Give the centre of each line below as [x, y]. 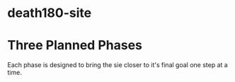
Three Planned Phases [75, 46]
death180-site [50, 13]
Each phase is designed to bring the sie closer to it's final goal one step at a [117, 65]
